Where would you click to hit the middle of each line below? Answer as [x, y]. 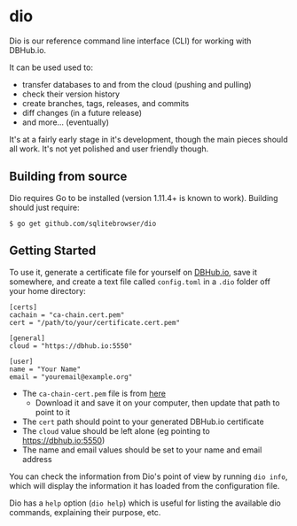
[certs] [23, 307]
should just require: [44, 207]
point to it [53, 412]
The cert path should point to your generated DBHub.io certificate [143, 422]
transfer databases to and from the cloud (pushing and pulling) [137, 84]
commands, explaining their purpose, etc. [85, 512]
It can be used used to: [51, 67]
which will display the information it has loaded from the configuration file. [145, 485]
